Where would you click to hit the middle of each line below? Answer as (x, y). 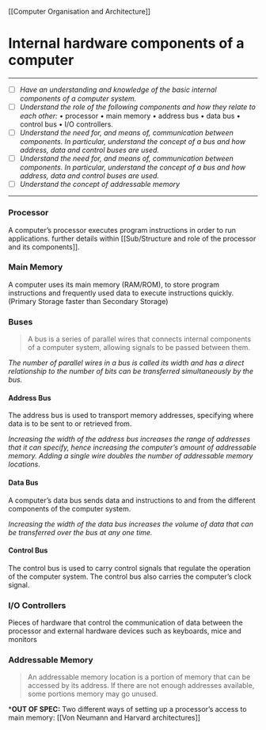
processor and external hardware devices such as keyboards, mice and (125, 631)
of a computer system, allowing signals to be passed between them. (139, 348)
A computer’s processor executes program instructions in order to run (122, 230)
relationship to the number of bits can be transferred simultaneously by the (131, 371)
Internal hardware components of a (126, 44)
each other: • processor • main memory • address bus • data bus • (130, 116)
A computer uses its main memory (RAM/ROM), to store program (114, 284)
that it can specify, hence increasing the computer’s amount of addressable (133, 447)
